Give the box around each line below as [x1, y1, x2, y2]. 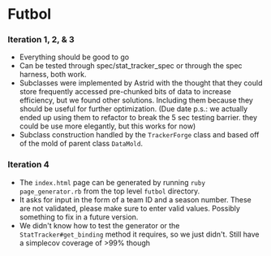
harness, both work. [19, 70, 87, 80]
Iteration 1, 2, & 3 [7, 34, 75, 46]
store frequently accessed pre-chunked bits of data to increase [19, 87, 232, 97]
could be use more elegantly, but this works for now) [19, 121, 196, 131]
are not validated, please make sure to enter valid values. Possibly [19, 203, 241, 213]
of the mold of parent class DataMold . [19, 139, 144, 149]
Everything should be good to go [19, 52, 130, 62]
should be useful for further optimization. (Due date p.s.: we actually [19, 104, 248, 114]
